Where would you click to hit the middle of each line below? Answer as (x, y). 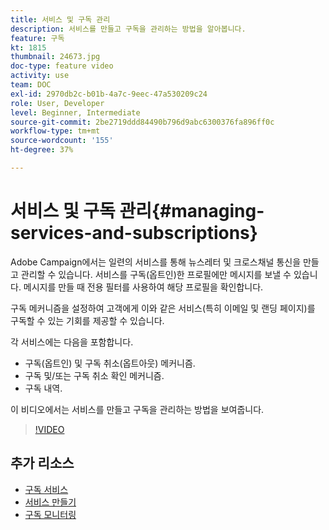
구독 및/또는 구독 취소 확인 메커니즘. (94, 375)
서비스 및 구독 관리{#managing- (137, 211)
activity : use (40, 76)
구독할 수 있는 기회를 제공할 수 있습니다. (87, 320)
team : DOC (31, 85)
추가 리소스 (42, 463)
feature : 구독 (37, 38)
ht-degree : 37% (42, 150)
